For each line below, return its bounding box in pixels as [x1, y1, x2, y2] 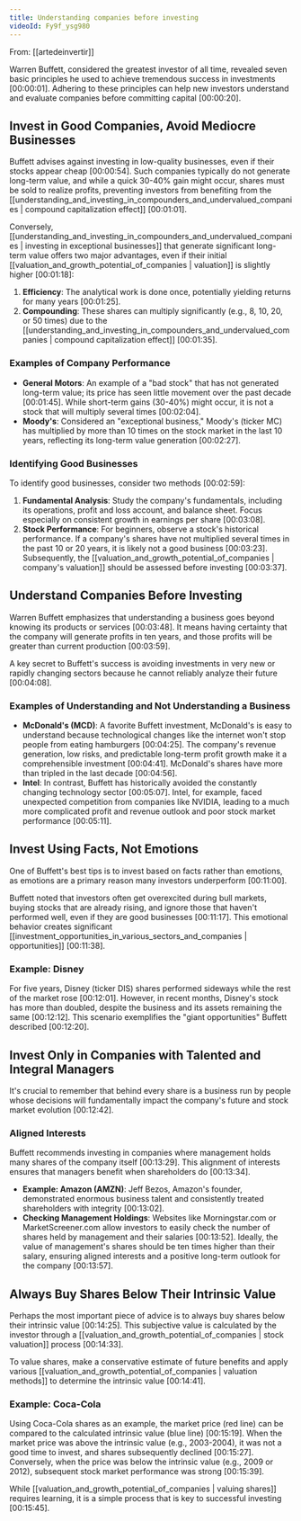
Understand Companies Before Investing [9, 588, 243, 604]
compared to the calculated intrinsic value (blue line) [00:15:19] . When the [9, 1427, 283, 1439]
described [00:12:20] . [9, 1022, 90, 1033]
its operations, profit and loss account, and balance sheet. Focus [22, 505, 262, 515]
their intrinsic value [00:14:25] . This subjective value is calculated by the [9, 1320, 277, 1331]
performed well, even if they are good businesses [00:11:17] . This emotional [9, 911, 288, 922]
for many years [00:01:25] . [22, 296, 121, 307]
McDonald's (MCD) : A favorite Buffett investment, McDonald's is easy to [22, 720, 292, 731]
